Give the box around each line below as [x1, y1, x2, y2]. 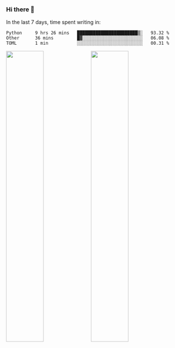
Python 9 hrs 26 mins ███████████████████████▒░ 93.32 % [6, 30, 169, 36]
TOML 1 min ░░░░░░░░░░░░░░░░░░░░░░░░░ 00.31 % [6, 41, 169, 47]
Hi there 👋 [6, 5, 35, 14]
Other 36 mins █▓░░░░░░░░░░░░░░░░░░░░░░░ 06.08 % [6, 35, 169, 41]
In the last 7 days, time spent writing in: [6, 19, 101, 26]
